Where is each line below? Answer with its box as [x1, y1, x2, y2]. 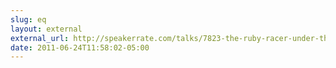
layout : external [10, 24, 83, 34]
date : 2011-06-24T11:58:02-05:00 [10, 42, 150, 53]
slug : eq [10, 14, 47, 25]
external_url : [10, 33, 70, 43]
